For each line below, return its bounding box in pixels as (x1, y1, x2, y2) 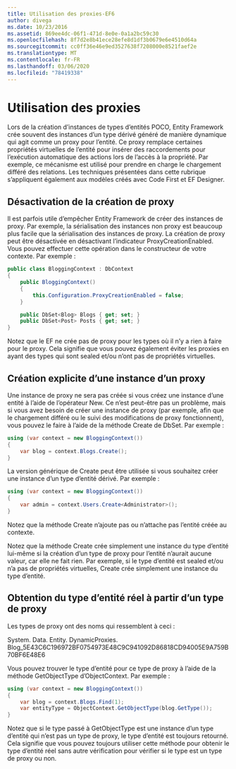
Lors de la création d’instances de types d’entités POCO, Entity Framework (7, 123, 224, 131)
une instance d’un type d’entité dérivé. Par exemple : (7, 474, 160, 483)
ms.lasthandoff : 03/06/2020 (7, 63, 90, 70)
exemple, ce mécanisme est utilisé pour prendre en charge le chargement (7, 160, 222, 169)
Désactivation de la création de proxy (7, 195, 175, 208)
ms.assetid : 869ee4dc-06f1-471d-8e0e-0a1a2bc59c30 (7, 30, 159, 37)
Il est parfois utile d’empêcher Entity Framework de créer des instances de (7, 214, 223, 223)
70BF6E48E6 (7, 650, 46, 659)
